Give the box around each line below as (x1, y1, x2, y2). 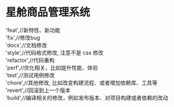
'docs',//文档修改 (5, 41, 48, 49)
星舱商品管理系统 (5, 5, 91, 19)
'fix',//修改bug (5, 34, 40, 41)
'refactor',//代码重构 (5, 57, 55, 64)
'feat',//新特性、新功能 (5, 26, 61, 34)
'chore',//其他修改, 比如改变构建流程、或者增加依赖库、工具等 (5, 79, 158, 86)
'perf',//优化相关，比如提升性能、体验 (5, 64, 98, 71)
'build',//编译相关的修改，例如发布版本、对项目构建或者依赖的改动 (5, 94, 169, 101)
